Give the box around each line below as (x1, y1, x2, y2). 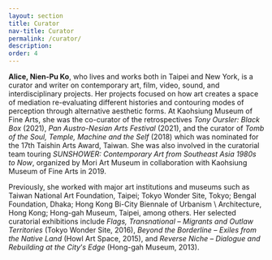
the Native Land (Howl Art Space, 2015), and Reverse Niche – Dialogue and (8, 234, 261, 243)
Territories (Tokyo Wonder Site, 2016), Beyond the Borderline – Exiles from (8, 225, 257, 235)
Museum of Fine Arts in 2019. (8, 167, 107, 176)
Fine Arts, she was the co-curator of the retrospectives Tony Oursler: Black (8, 115, 260, 124)
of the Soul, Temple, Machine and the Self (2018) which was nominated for (8, 132, 259, 142)
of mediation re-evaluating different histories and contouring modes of (8, 98, 244, 107)
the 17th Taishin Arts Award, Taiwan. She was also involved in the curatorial (8, 141, 260, 150)
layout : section (8, 11, 63, 20)
